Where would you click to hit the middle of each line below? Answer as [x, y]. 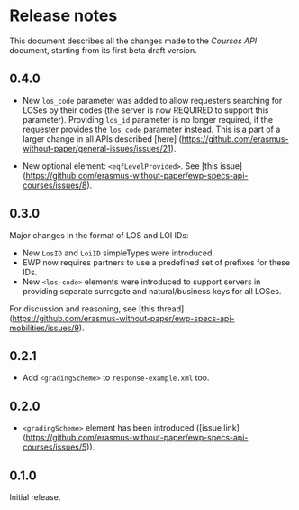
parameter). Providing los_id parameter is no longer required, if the [147, 119]
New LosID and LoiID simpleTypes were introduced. [118, 253]
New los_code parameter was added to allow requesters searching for [152, 100]
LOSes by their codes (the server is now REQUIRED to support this [145, 110]
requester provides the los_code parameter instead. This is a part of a [151, 129]
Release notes [63, 16]
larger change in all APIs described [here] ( [102, 139]
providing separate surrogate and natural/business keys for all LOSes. [152, 291]
